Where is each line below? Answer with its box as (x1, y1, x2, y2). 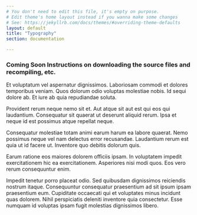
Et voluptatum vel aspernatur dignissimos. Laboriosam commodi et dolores (6, 81, 188, 88)
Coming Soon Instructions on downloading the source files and (6, 60, 191, 68)
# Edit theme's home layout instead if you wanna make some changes (6, 14, 178, 20)
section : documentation (6, 36, 65, 42)
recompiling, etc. (6, 68, 56, 76)
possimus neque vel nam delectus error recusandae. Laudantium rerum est (6, 135, 189, 143)
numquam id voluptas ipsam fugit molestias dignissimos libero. (6, 202, 159, 209)
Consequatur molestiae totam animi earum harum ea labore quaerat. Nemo (6, 129, 188, 136)
